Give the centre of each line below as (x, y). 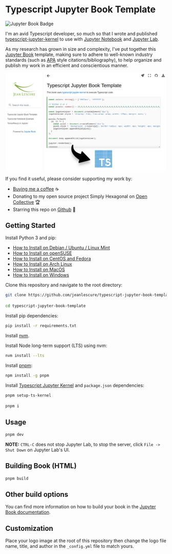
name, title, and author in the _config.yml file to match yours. (70, 546)
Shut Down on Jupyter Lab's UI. (38, 450)
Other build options (37, 495)
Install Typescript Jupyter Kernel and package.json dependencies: (75, 385)
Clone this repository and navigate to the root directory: (64, 285)
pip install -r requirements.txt (41, 326)
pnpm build (17, 479)
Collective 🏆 (26, 202)
